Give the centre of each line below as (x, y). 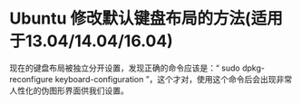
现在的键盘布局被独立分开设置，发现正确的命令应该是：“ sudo (125, 68)
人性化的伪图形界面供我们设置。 (69, 90)
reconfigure (31, 79)
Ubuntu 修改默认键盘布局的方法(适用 (146, 19)
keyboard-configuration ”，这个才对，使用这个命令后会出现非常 (174, 79)
